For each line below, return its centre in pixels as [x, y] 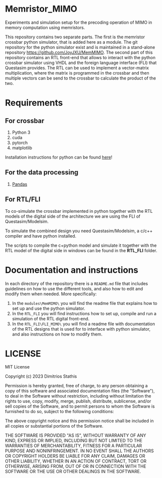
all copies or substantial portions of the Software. [54, 426]
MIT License [17, 367]
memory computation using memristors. [45, 27]
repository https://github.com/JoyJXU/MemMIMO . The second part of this [79, 52]
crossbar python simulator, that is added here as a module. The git [71, 42]
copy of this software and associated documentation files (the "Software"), [80, 391]
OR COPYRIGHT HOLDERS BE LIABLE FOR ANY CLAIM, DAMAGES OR [75, 456]
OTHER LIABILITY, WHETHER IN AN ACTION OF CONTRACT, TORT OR [76, 461]
